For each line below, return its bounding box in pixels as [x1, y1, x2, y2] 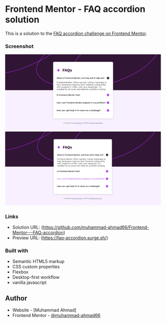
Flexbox [12, 269, 29, 275]
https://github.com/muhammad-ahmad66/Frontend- [42, 224, 149, 230]
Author [5, 294, 27, 302]
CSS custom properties [12, 264, 60, 270]
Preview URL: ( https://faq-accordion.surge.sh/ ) [12, 235, 109, 241]
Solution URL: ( [12, 224, 43, 230]
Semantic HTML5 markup [12, 258, 65, 264]
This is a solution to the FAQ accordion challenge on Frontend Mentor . [5, 30, 147, 36]
